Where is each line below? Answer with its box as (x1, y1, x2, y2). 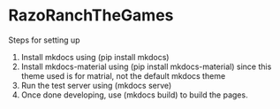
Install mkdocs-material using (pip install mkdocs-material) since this (20, 61, 272, 72)
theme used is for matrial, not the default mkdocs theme (20, 70, 226, 81)
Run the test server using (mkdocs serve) (20, 80, 172, 90)
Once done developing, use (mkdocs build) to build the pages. (20, 90, 248, 100)
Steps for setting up (8, 35, 80, 45)
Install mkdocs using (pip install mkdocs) (20, 51, 170, 62)
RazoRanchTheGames (8, 5, 174, 26)
